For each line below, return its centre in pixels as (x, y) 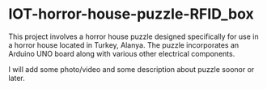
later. (17, 78)
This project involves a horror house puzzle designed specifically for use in (133, 36)
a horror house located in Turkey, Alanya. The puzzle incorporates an (124, 44)
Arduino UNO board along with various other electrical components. (122, 53)
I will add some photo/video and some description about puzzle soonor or (131, 69)
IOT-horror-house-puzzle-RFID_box (131, 14)
